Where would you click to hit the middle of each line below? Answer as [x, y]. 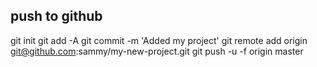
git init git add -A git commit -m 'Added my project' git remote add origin [159, 40]
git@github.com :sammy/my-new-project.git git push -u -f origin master [157, 51]
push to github [56, 16]
